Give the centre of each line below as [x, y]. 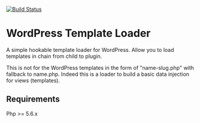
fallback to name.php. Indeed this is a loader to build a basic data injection [98, 74]
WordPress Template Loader [78, 33]
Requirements [33, 99]
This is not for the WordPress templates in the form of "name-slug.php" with [100, 67]
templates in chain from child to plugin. [54, 56]
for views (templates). [33, 80]
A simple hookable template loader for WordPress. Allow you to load [90, 50]
